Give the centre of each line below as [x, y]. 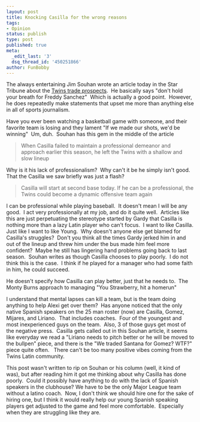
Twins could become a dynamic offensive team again [87, 195]
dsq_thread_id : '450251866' [47, 62]
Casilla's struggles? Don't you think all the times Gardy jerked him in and [96, 238]
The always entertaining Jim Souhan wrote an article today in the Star [92, 84]
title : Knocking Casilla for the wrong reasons [67, 17]
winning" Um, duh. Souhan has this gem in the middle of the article [90, 134]
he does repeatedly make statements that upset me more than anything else [100, 104]
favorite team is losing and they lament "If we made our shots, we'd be [93, 128]
